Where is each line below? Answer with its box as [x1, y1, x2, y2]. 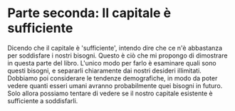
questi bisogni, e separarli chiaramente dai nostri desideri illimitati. [7, 66, 202, 75]
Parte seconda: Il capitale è [7, 5, 172, 21]
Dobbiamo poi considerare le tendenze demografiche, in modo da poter [7, 73, 218, 83]
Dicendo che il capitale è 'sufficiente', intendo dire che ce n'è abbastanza [7, 43, 223, 52]
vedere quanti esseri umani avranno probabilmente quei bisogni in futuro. [7, 81, 223, 90]
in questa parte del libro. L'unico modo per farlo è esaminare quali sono [7, 58, 216, 67]
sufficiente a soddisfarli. [7, 96, 78, 105]
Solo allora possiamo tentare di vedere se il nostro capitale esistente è [7, 89, 213, 97]
